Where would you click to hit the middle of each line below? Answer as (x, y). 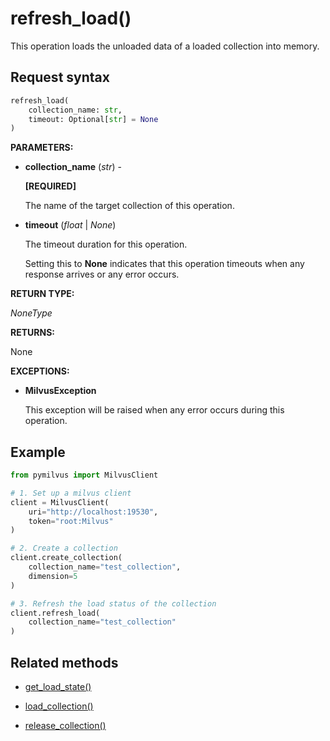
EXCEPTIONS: (40, 371)
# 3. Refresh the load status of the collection (113, 603)
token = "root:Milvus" (71, 521)
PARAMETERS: (42, 148)
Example (38, 452)
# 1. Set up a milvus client (71, 493)
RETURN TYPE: (42, 294)
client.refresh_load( (55, 613)
